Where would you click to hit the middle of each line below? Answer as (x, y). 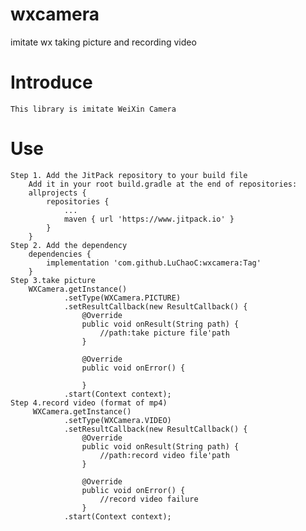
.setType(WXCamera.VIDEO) (117, 420)
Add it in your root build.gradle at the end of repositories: (163, 184)
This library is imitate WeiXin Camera (93, 109)
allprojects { (57, 193)
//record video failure (149, 499)
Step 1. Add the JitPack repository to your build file (129, 175)
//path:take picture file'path (164, 333)
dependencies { (60, 254)
